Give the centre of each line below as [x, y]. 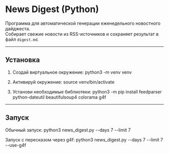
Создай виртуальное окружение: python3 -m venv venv [72, 72]
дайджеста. [18, 28]
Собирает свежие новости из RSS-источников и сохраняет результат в [82, 34]
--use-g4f [16, 145]
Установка [23, 60]
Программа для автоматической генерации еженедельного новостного [83, 23]
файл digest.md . [22, 39]
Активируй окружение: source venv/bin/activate [63, 82]
